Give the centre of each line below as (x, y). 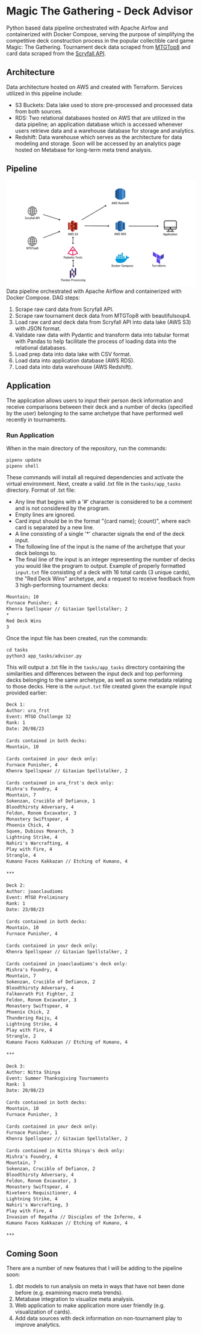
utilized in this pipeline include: (45, 93)
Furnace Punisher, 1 (32, 1133)
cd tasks (17, 650)
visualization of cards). (43, 1312)
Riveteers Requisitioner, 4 (42, 1193)
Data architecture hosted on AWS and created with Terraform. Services (94, 87)
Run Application (30, 435)
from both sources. (39, 111)
